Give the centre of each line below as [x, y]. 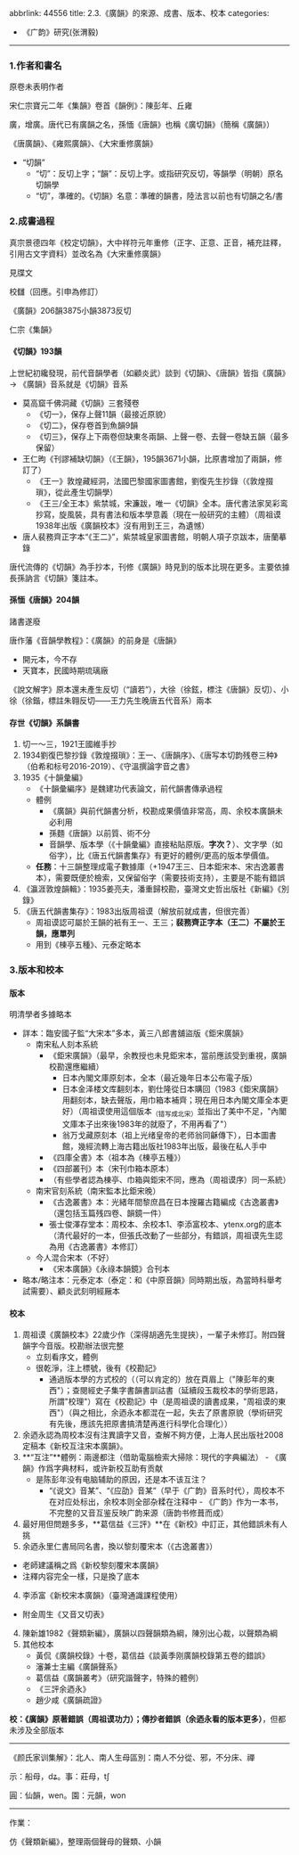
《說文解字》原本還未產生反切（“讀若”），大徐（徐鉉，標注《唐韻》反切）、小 [149, 689]
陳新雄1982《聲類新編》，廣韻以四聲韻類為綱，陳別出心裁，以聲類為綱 [150, 1633]
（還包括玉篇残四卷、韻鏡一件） [107, 1213]
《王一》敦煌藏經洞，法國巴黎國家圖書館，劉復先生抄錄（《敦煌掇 [154, 480]
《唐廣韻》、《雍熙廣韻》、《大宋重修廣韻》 [83, 144]
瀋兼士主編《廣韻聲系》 [78, 1667]
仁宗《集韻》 [32, 329]
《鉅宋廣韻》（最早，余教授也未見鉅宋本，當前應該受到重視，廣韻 [168, 1055]
